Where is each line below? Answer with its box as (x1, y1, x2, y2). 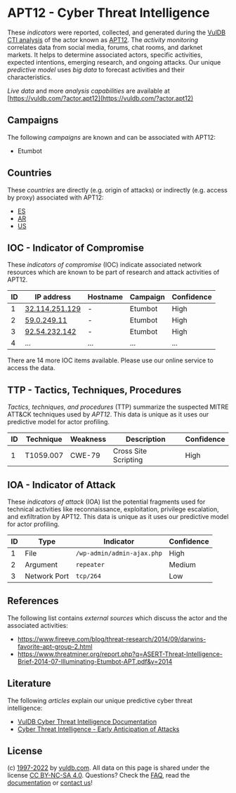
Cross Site (112, 446, 147, 456)
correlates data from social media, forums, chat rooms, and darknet (7, 43, 203, 51)
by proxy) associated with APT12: (7, 193, 104, 202)
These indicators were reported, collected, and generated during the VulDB (7, 28, 226, 37)
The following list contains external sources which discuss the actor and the (7, 613, 228, 622)
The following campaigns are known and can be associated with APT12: (7, 133, 216, 141)
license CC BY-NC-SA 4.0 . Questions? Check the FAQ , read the (7, 771, 190, 780)
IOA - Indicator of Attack (7, 479, 116, 491)
